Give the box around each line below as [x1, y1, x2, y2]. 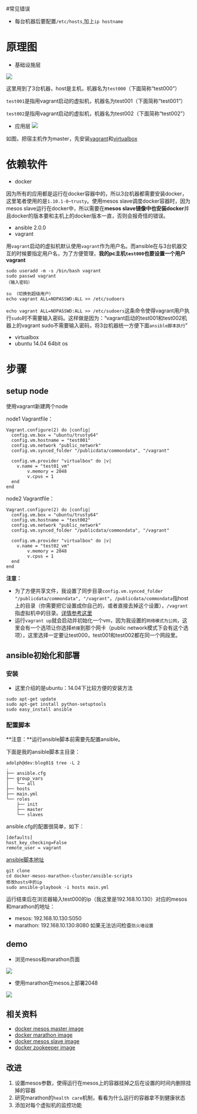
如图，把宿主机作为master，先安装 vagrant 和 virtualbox [6, 135, 138, 142]
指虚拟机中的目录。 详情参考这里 [14, 609, 92, 616]
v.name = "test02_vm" [16, 543, 69, 549]
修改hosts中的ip [6, 879, 42, 885]
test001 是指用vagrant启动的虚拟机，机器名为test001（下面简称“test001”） [6, 97, 186, 105]
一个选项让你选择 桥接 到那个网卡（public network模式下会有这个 [30, 624, 183, 631]
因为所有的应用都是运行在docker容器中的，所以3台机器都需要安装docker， [6, 190, 188, 197]
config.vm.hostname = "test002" [11, 517, 91, 523]
